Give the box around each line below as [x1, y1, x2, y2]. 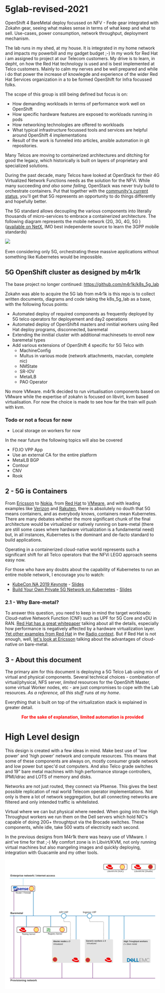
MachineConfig [19, 347, 51, 353]
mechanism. [5, 35, 30, 41]
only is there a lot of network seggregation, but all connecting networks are [5, 793, 158, 799]
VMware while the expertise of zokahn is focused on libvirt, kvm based [5, 393, 149, 400]
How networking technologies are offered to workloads [12, 122, 124, 128]
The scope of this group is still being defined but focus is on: [5, 91, 128, 97]
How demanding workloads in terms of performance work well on [12, 101, 145, 106]
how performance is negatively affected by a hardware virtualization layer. [5, 626, 156, 632]
